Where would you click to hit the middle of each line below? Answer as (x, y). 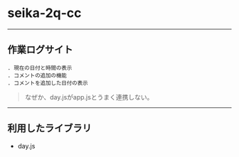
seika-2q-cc (44, 13)
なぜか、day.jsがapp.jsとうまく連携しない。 (89, 97)
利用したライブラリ (49, 128)
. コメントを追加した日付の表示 (48, 83)
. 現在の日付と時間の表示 (40, 68)
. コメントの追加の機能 (37, 75)
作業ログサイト (40, 50)
